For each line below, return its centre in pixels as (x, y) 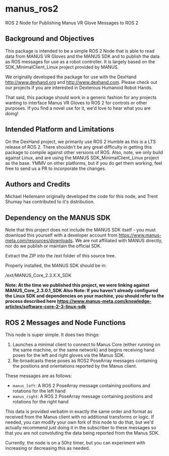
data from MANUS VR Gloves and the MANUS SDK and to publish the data (82, 56)
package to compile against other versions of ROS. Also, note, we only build (84, 152)
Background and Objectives (50, 39)
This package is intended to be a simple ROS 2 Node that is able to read (80, 51)
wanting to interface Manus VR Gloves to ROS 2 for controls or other (76, 103)
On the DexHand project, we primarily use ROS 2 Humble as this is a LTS (81, 142)
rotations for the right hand (41, 402)
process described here (31, 301)
